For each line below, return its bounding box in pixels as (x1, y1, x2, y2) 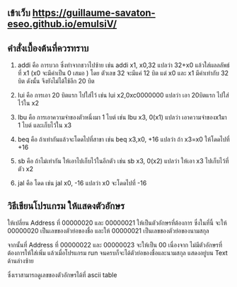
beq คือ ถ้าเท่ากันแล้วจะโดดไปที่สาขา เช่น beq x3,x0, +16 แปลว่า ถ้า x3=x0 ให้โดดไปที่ (17, 135, 230, 143)
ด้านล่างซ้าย (7, 257, 34, 265)
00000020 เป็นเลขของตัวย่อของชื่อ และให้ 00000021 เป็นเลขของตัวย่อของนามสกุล (7, 227, 209, 235)
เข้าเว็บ (7, 7, 30, 19)
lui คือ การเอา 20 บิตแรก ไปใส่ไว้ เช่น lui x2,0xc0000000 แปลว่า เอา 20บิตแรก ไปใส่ (17, 91, 229, 100)
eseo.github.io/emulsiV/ (7, 18, 117, 30)
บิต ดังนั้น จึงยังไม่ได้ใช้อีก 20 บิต (17, 77, 95, 86)
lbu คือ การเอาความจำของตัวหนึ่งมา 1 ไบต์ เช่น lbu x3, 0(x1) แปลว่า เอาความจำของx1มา (17, 113, 228, 122)
